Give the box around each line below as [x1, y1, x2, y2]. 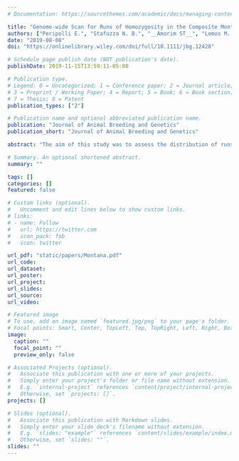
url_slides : [7, 285, 43, 292]
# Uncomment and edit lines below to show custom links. [7, 206, 186, 214]
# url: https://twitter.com [7, 226, 97, 233]
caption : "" [14, 338, 50, 345]
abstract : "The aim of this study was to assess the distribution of [7, 141, 218, 148]
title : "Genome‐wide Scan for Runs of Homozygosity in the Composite [7, 23, 218, 31]
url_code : [7, 259, 37, 266]
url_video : [7, 299, 40, 306]
